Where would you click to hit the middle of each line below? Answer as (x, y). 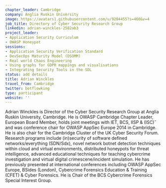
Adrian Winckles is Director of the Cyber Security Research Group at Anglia (82, 112)
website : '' (17, 97)
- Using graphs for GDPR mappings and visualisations (62, 65)
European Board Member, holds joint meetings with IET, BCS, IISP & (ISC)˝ (81, 122)
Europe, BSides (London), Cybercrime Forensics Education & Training (76, 170)
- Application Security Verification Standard (54, 51)
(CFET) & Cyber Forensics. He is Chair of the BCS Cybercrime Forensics (79, 175)
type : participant (24, 93)
